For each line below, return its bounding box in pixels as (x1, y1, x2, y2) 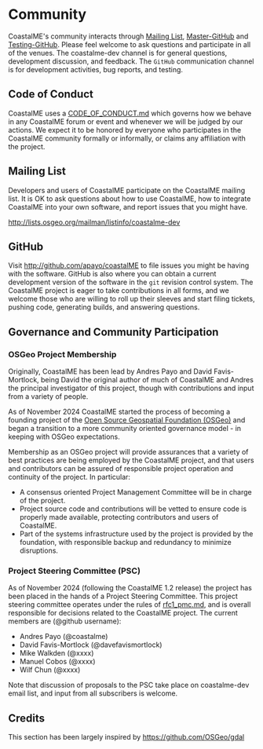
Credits (8, 711, 46, 725)
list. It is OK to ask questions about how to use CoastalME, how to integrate (8, 194, 251, 203)
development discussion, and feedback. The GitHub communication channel (8, 57, 254, 66)
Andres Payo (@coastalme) (19, 632, 108, 641)
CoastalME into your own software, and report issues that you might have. (8, 202, 248, 211)
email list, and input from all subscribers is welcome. (8, 689, 178, 698)
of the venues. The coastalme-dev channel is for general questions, (8, 48, 228, 57)
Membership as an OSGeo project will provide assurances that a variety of (8, 448, 249, 457)
